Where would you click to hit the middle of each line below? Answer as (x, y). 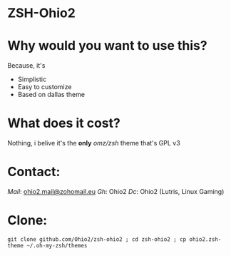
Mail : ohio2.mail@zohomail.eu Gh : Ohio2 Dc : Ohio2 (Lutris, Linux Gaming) (116, 191)
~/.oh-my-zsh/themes (57, 245)
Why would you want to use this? (108, 46)
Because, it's (26, 66)
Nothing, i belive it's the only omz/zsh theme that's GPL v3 (94, 143)
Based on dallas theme (51, 95)
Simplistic (32, 79)
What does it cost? (64, 123)
